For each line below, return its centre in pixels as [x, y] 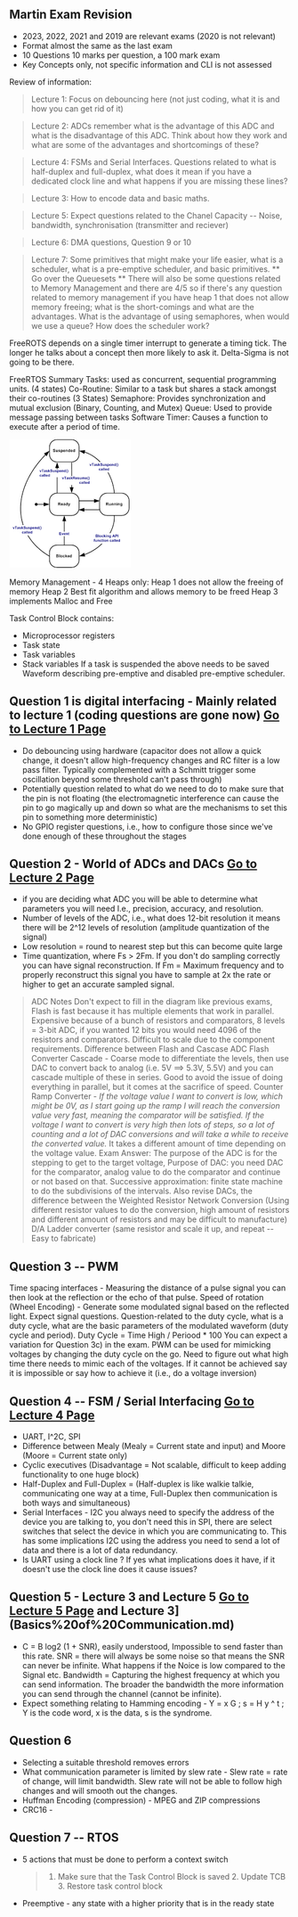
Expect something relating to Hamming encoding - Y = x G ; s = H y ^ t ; [153, 1703]
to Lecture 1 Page [58, 729]
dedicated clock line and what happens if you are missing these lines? [159, 181]
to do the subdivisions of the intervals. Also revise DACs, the [142, 1191]
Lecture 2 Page [52, 878]
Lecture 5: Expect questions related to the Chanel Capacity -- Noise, [157, 215]
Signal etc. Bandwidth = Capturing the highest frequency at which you [151, 1675]
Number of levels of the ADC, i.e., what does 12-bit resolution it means [151, 918]
